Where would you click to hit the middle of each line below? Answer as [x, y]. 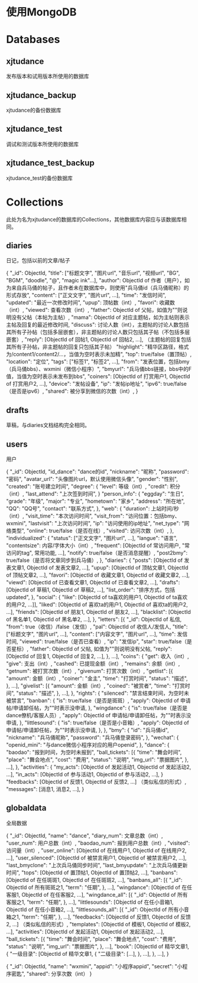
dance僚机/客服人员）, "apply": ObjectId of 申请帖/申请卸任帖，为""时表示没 [99, 715]
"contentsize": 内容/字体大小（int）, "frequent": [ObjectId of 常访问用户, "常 [98, 545]
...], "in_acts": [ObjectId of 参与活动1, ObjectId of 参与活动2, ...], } [85, 774]
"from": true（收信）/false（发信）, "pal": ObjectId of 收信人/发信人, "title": [97, 626]
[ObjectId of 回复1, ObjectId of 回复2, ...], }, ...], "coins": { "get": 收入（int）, [98, 656]
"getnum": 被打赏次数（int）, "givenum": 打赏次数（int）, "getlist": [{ [90, 671]
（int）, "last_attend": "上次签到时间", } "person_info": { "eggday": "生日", [95, 494]
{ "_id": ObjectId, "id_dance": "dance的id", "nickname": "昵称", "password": [98, 471]
